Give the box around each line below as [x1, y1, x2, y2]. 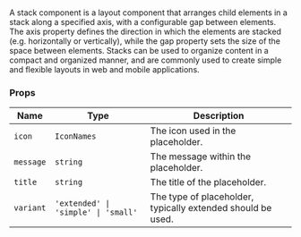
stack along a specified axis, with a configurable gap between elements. [9, 17, 276, 28]
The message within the [150, 150, 251, 163]
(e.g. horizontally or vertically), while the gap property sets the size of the [9, 36, 280, 47]
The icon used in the [150, 124, 236, 137]
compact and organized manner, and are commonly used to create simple [9, 55, 282, 65]
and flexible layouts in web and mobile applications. [9, 64, 200, 75]
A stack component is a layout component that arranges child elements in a [9, 7, 288, 18]
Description [193, 110, 245, 123]
